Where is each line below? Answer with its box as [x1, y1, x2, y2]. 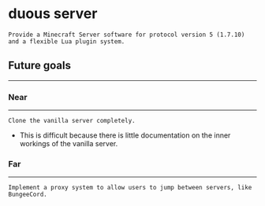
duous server [8, 5, 98, 23]
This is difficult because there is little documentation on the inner [19, 131, 231, 140]
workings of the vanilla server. [19, 139, 118, 149]
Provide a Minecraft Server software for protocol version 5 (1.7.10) [8, 31, 245, 39]
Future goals [8, 59, 71, 72]
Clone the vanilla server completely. [8, 117, 136, 125]
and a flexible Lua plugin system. [8, 37, 125, 46]
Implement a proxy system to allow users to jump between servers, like [8, 184, 252, 192]
